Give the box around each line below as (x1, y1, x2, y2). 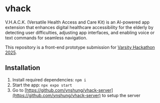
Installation (5, 64, 40, 72)
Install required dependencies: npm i (12, 77, 87, 82)
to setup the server (101, 92, 141, 98)
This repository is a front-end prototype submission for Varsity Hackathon (5, 44, 155, 50)
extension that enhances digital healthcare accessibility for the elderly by (5, 24, 154, 30)
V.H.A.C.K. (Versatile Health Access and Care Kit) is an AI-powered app (5, 19, 150, 25)
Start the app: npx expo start (12, 82, 72, 88)
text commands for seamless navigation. (5, 35, 88, 41)
